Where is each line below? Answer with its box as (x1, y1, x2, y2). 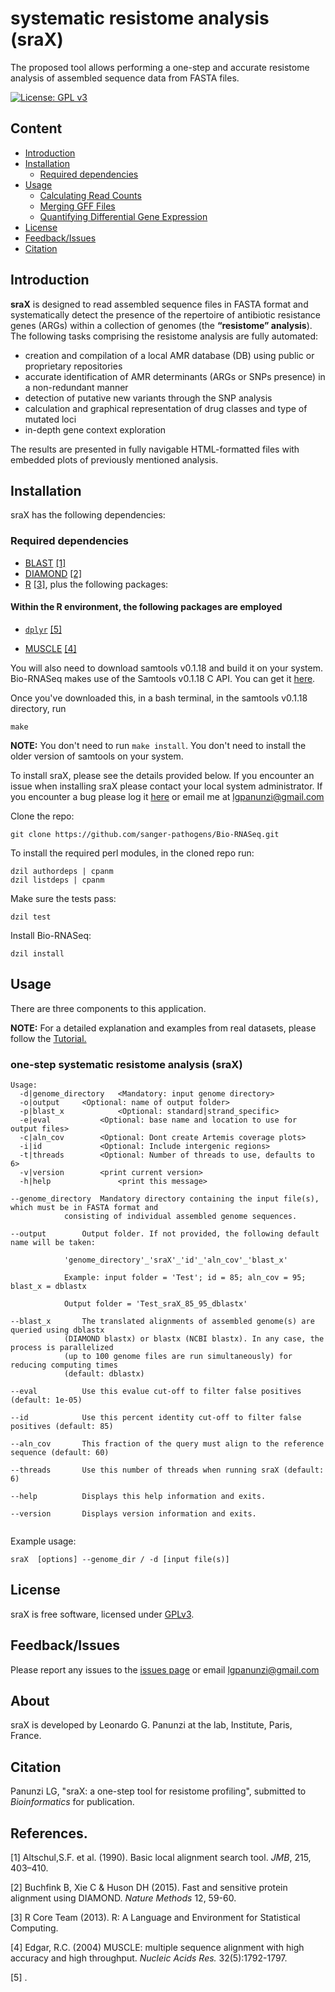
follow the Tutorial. (10, 1032, 87, 1044)
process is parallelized (10, 1342, 114, 1352)
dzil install (10, 948, 65, 959)
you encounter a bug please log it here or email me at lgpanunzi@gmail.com (10, 790, 325, 802)
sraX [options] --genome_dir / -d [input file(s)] (10, 1554, 230, 1564)
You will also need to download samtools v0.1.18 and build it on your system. (10, 662, 323, 674)
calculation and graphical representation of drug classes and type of (24, 402, 308, 414)
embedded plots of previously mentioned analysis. (10, 453, 219, 466)
